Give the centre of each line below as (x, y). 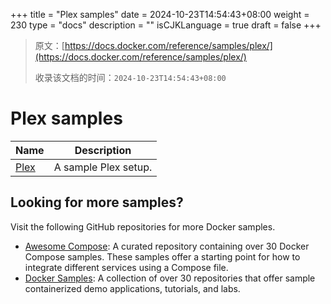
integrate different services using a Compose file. (126, 267)
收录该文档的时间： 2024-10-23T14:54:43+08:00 (130, 77)
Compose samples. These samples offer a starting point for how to (162, 256)
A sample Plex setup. (103, 167)
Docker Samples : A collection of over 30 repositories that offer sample (170, 278)
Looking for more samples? (97, 202)
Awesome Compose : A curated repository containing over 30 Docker (167, 246)
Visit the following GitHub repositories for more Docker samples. (143, 226)
